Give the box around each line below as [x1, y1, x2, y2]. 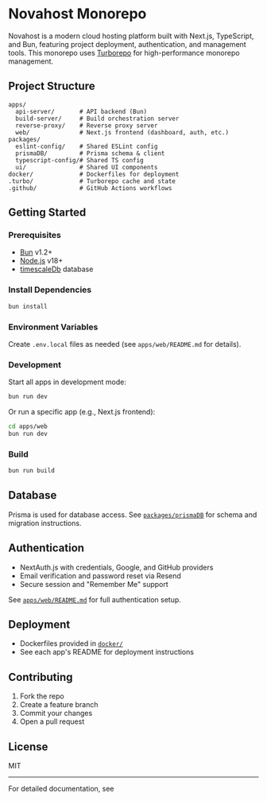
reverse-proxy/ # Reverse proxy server [15, 121, 158, 130]
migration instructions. [8, 518, 82, 527]
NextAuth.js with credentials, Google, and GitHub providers [19, 562, 214, 572]
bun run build [8, 467, 56, 475]
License [8, 740, 48, 753]
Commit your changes [19, 709, 93, 718]
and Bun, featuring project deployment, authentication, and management [8, 39, 246, 49]
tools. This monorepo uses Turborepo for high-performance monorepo [8, 48, 240, 57]
